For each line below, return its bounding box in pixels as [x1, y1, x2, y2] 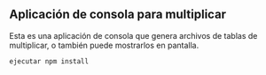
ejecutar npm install [9, 56, 90, 65]
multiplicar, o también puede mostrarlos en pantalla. [9, 40, 199, 50]
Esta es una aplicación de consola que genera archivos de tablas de [9, 30, 258, 41]
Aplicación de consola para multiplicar [9, 7, 227, 22]
